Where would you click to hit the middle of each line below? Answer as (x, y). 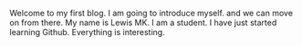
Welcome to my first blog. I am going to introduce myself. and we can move (151, 13)
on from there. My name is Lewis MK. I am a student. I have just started (143, 23)
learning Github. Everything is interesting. (88, 32)
